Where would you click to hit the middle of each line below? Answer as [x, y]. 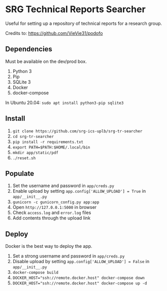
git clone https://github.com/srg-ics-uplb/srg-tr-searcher [77, 131]
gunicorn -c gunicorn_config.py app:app [56, 202]
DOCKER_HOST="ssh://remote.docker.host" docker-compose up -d [80, 283]
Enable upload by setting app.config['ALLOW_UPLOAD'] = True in [79, 191]
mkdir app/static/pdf [35, 153]
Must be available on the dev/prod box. [46, 61]
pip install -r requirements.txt [48, 142]
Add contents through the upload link [52, 218]
